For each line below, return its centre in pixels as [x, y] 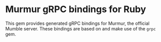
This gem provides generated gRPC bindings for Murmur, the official [77, 23]
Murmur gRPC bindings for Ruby [76, 9]
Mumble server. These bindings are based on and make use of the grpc [81, 28]
